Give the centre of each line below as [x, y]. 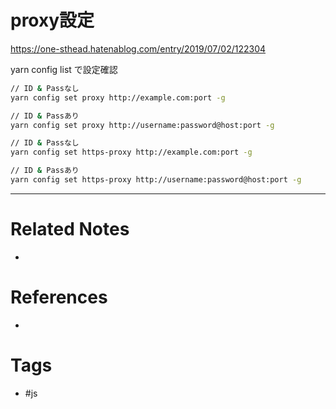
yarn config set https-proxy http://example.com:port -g [131, 152]
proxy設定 [52, 20]
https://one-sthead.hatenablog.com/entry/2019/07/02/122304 [138, 48]
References [59, 297]
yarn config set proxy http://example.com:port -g [118, 97]
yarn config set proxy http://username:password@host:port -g [142, 125]
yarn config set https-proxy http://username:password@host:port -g [156, 180]
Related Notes [70, 229]
